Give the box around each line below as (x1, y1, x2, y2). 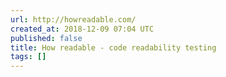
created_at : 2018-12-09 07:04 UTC (10, 24, 155, 34)
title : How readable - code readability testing (10, 42, 217, 53)
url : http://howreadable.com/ (10, 14, 137, 25)
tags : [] (10, 52, 47, 62)
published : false (10, 33, 83, 43)
